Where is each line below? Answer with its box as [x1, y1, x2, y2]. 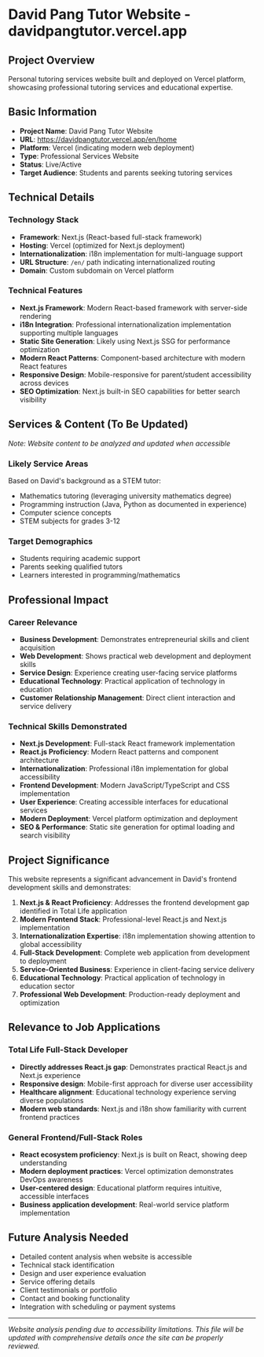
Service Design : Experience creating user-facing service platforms [19, 668, 237, 677]
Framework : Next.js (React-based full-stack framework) [19, 232, 203, 241]
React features [19, 361, 68, 371]
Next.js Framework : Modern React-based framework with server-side [19, 303, 247, 312]
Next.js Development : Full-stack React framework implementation [19, 739, 236, 748]
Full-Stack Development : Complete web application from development [19, 948, 250, 957]
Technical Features [8, 285, 83, 296]
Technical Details [8, 191, 95, 204]
